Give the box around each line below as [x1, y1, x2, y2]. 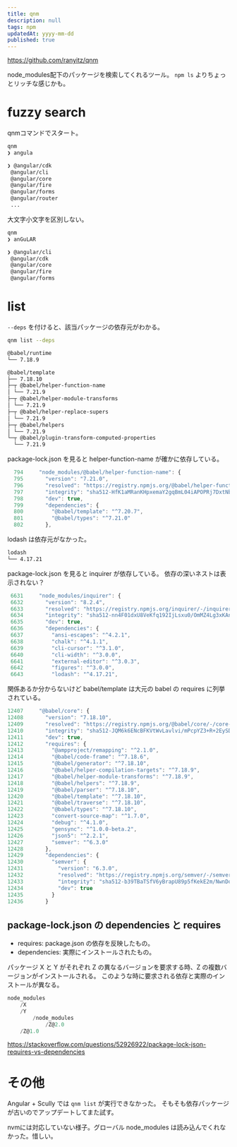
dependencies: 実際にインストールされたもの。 [17, 948, 156, 956]
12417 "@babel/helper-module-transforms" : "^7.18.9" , [7, 773, 194, 780]
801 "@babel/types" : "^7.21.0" [13, 515, 131, 522]
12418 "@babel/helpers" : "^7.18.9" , [7, 779, 140, 787]
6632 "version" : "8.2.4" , [10, 599, 106, 606]
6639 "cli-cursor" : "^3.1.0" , [10, 644, 125, 651]
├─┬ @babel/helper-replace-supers [7, 408, 109, 415]
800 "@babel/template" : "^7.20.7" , [13, 508, 143, 515]
